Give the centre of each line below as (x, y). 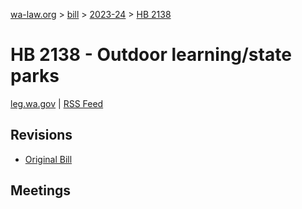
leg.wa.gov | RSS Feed (57, 103)
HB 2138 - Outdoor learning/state (151, 55)
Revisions (41, 135)
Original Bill (48, 159)
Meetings (41, 190)
